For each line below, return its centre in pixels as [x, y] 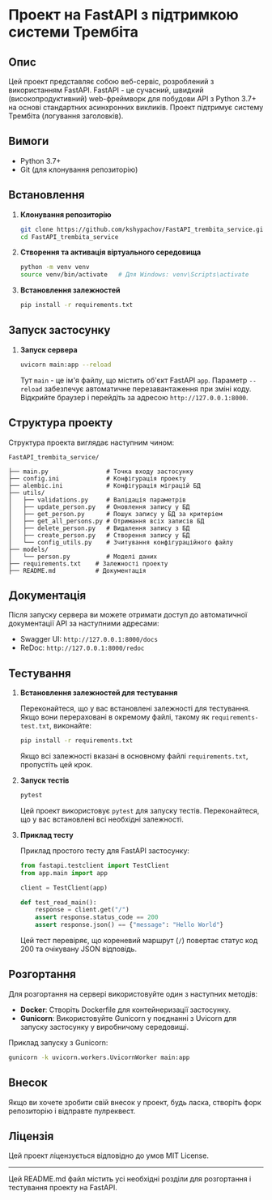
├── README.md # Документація [78, 570]
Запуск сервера [49, 349]
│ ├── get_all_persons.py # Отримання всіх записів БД [106, 521]
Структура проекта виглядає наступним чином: [91, 442]
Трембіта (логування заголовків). [66, 116]
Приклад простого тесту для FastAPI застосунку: [105, 850]
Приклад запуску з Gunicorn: [58, 1042]
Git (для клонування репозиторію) [79, 169]
